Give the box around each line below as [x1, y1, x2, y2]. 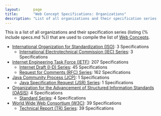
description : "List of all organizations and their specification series [5, 16, 157, 21]
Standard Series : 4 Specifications [19, 95, 86, 101]
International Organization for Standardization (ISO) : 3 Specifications [12, 44, 149, 50]
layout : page [5, 7, 42, 12]
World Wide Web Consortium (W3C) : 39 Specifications [12, 100, 122, 106]
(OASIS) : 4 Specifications [12, 90, 63, 96]
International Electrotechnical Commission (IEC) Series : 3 [19, 49, 133, 55]
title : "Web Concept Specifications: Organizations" [5, 12, 127, 16]
